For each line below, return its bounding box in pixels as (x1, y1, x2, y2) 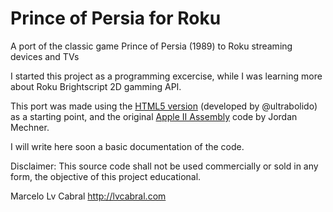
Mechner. (10, 121, 50, 133)
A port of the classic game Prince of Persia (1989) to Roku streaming (10, 40, 293, 52)
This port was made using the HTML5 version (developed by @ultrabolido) (10, 100, 318, 112)
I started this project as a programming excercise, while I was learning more (10, 70, 323, 82)
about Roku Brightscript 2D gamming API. (10, 80, 182, 92)
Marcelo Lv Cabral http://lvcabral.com (10, 190, 167, 202)
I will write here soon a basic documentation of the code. (10, 140, 245, 152)
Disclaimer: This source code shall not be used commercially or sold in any (10, 160, 319, 172)
